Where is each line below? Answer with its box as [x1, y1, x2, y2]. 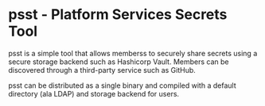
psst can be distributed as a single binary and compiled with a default [8, 81, 236, 90]
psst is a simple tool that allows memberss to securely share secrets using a [8, 48, 258, 58]
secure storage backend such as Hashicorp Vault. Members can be [8, 57, 229, 66]
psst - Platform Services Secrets [8, 6, 228, 24]
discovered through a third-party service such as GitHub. [8, 65, 197, 74]
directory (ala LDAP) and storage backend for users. [8, 89, 180, 98]
